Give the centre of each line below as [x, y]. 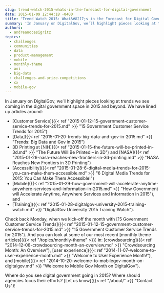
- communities [24, 46]
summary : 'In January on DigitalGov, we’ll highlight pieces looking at [81, 23]
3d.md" [20, 152]
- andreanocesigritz [30, 32]
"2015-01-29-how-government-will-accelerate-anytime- [102, 183]
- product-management [31, 55]
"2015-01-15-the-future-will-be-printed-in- [111, 147]
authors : [14, 28]
